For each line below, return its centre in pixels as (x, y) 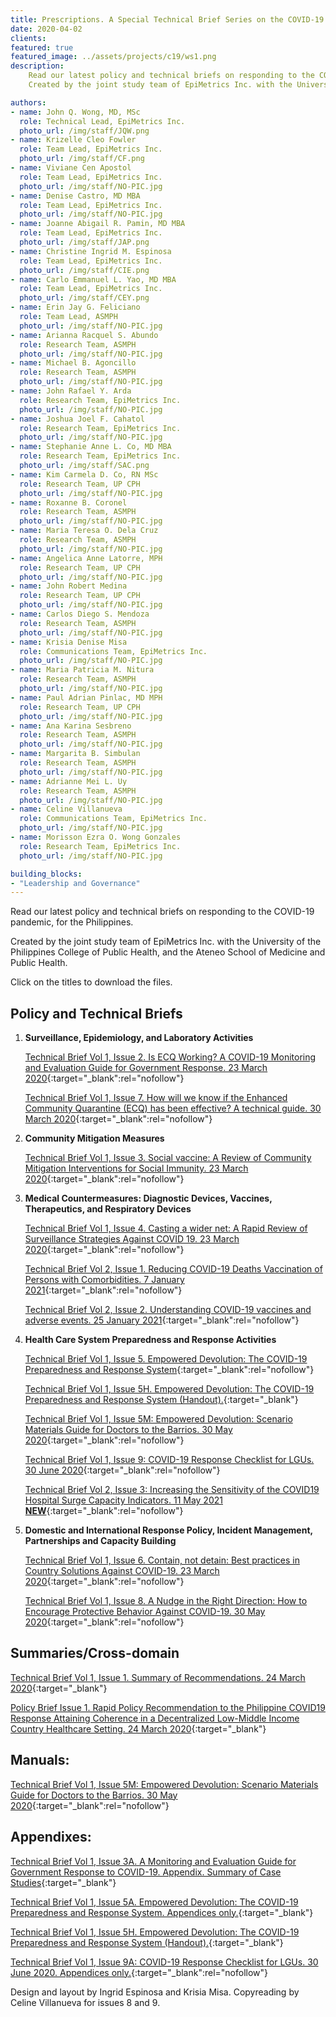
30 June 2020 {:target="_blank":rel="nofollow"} (122, 1470)
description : (37, 66)
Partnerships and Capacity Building (100, 1541)
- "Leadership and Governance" (75, 883)
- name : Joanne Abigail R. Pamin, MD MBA (98, 224)
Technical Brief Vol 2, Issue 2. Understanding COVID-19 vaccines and (168, 1310)
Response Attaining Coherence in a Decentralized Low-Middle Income (155, 1718)
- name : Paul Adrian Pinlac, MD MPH (86, 697)
